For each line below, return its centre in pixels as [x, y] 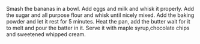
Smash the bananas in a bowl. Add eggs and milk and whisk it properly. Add [100, 9]
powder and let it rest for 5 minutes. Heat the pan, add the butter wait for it [98, 21]
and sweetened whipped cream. [46, 34]
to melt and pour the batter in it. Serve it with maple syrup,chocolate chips [98, 28]
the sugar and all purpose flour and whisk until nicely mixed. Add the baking [100, 15]
